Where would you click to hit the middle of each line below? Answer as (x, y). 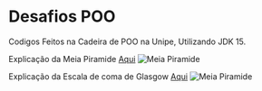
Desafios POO (62, 17)
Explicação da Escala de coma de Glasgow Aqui (98, 76)
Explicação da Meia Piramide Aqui (72, 59)
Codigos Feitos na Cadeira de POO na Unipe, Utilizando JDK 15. (127, 41)
